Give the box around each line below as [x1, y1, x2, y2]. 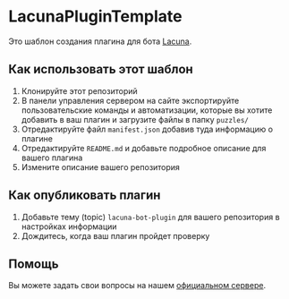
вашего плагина [21, 152, 83, 163]
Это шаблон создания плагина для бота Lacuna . [8, 36, 192, 47]
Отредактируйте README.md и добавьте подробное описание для [21, 142, 267, 153]
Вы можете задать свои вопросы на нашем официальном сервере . [8, 280, 266, 291]
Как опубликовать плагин [8, 188, 161, 203]
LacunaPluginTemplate [8, 6, 183, 27]
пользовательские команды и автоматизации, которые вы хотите [21, 105, 273, 115]
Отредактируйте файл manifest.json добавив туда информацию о [21, 124, 274, 134]
